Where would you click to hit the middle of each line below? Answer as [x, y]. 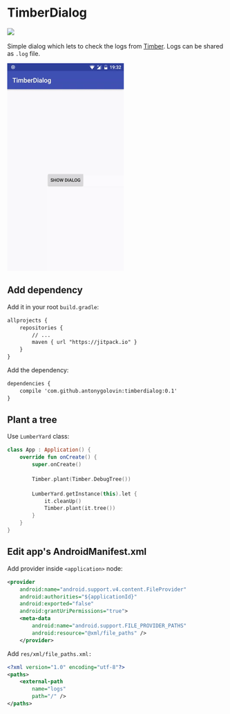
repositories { [41, 328]
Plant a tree [32, 420]
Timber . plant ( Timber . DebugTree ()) [82, 479]
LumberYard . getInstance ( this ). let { [85, 494]
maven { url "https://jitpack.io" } [85, 342]
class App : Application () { [49, 450]
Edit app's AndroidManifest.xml [77, 552]
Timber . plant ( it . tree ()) [80, 509]
